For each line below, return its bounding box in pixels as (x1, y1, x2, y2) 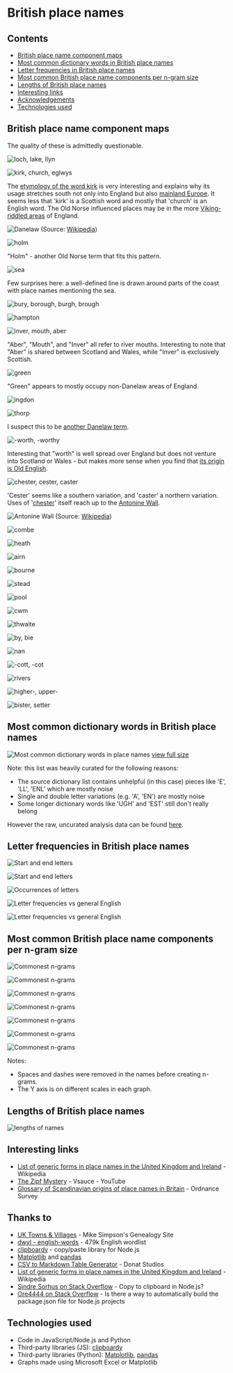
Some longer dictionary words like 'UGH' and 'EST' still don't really (17, 799, 209, 808)
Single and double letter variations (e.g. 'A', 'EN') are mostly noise (17, 792, 205, 800)
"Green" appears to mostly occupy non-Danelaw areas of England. (7, 381, 199, 390)
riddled (7, 211, 28, 220)
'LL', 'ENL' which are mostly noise (17, 784, 113, 793)
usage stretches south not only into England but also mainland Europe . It (7, 189, 215, 198)
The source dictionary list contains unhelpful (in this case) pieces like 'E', (17, 777, 227, 786)
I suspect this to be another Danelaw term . (7, 422, 129, 431)
